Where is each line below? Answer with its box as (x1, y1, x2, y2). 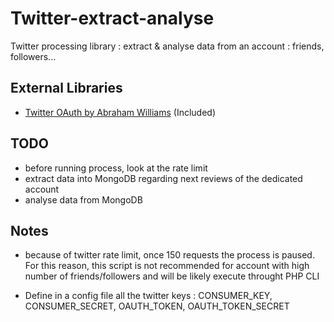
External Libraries (10, 80, 123, 97)
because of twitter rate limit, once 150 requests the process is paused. (24, 249, 315, 261)
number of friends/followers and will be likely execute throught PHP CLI (24, 270, 320, 282)
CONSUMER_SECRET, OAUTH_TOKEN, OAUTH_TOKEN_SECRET (24, 300, 290, 312)
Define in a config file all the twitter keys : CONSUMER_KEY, (24, 290, 273, 302)
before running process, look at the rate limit (24, 162, 208, 174)
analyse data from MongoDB (24, 193, 143, 206)
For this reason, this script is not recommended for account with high (24, 260, 310, 272)
